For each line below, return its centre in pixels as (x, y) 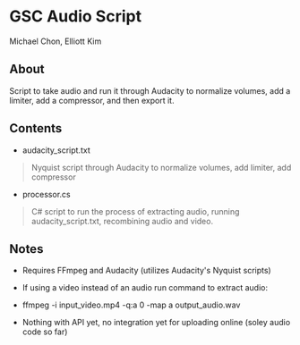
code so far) (45, 332)
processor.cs (46, 194)
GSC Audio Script (75, 17)
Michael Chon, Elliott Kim (56, 41)
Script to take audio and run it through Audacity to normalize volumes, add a (150, 90)
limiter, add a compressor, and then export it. (92, 100)
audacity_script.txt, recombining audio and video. (122, 221)
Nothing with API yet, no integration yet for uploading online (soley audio (156, 323)
